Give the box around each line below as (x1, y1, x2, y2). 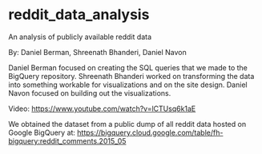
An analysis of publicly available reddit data (8, 32, 152, 41)
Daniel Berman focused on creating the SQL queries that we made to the (8, 62, 248, 73)
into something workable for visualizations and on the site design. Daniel (8, 80, 248, 89)
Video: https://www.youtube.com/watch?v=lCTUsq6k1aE (8, 104, 196, 113)
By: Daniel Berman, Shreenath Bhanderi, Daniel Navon (8, 47, 187, 57)
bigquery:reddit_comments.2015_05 (8, 136, 127, 145)
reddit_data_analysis (8, 6, 150, 24)
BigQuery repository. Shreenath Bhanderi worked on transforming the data (8, 71, 255, 81)
